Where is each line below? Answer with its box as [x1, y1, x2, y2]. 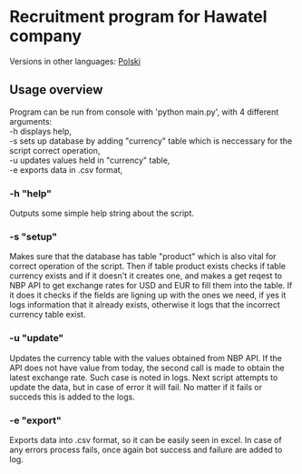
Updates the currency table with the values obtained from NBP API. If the [9, 352, 283, 363]
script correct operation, [9, 145, 101, 156]
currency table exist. [9, 309, 86, 320]
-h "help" [9, 187, 53, 199]
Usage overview [9, 82, 103, 97]
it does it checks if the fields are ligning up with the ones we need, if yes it [9, 289, 287, 301]
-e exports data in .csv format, [9, 164, 123, 175]
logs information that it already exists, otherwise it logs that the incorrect [9, 299, 281, 310]
